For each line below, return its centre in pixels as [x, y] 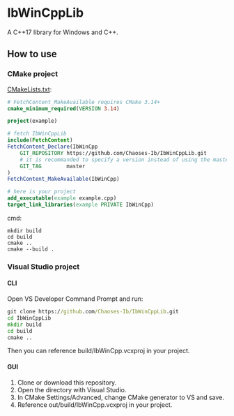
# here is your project [42, 192]
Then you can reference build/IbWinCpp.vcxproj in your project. [99, 351]
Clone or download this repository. [67, 382]
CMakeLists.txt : [30, 89]
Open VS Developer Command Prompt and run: [75, 299]
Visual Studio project [44, 267]
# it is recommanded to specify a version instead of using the [115, 159]
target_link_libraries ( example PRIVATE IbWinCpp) [81, 205]
